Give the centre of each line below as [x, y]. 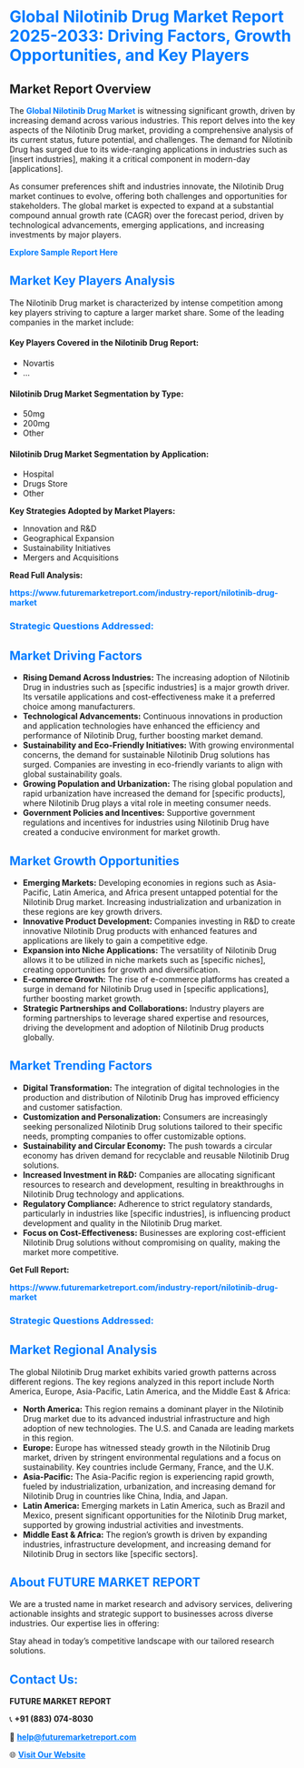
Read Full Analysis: [46, 576]
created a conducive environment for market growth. [121, 832]
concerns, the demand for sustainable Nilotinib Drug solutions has [146, 755]
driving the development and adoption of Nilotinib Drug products [143, 1027]
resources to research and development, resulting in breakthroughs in [153, 1184]
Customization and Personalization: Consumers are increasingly [145, 1117]
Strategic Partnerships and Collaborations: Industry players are [143, 1008]
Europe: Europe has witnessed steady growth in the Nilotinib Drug [146, 1447]
